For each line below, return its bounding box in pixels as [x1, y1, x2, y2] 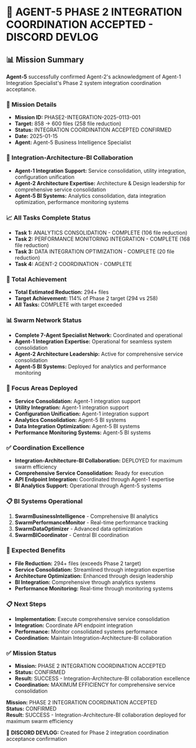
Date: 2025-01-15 [14, 133, 58, 140]
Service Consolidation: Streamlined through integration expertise [14, 566, 175, 573]
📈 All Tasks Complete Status [6, 214, 91, 222]
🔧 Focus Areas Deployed [6, 384, 78, 392]
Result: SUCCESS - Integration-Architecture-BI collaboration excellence [14, 675, 190, 682]
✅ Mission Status [6, 649, 57, 657]
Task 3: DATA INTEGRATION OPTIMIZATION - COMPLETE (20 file [14, 248, 175, 255]
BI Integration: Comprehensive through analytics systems [14, 578, 156, 586]
